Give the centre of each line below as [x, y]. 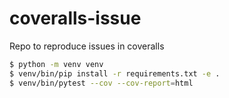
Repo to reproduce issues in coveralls [87, 46]
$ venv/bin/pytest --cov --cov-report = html [101, 83]
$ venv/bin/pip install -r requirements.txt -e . [115, 73]
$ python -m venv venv [56, 64]
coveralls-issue [75, 18]
